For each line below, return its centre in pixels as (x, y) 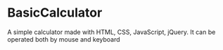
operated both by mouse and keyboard (64, 39)
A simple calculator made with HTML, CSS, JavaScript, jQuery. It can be (111, 32)
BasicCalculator (55, 13)
